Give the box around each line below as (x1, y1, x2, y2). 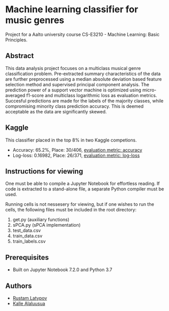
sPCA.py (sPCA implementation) (12, 222, 81, 228)
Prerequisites (5, 253, 49, 261)
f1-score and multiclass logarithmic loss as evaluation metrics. (26, 92, 157, 98)
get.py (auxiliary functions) (12, 217, 70, 223)
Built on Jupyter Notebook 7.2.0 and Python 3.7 (12, 267, 112, 273)
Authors (5, 281, 32, 290)
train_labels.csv (12, 238, 46, 245)
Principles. (5, 37, 28, 43)
